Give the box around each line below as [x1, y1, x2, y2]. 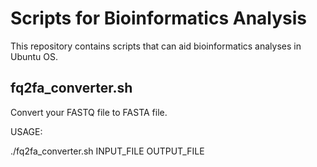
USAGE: [10, 125, 43, 137]
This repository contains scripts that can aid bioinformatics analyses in [10, 40, 302, 52]
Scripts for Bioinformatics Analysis [10, 7, 308, 30]
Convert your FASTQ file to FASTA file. [10, 106, 168, 118]
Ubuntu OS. [10, 50, 59, 62]
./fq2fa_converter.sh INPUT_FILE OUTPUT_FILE [10, 145, 205, 157]
